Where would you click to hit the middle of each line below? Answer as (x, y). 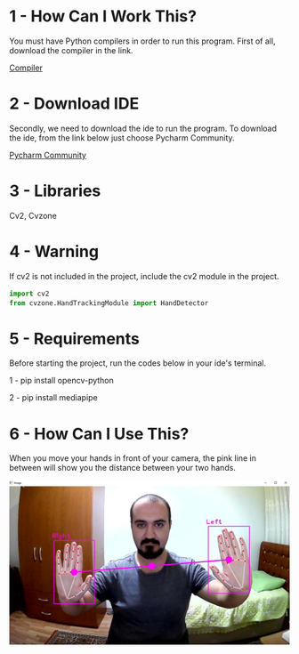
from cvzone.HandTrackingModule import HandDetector (109, 303)
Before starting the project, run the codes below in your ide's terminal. (138, 363)
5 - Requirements (74, 339)
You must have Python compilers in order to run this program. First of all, (142, 41)
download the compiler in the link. (71, 50)
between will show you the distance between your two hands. (122, 468)
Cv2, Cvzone (33, 215)
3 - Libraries (55, 191)
